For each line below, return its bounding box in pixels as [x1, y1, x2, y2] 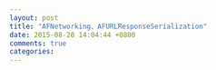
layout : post [9, 13, 59, 23]
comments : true [9, 38, 67, 48]
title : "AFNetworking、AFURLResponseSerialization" [9, 22, 208, 31]
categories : [9, 47, 54, 56]
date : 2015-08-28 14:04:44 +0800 [9, 30, 136, 39]
